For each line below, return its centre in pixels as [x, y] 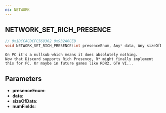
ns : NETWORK [17, 10]
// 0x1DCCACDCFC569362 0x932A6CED [41, 41]
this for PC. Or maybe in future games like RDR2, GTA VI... [69, 63]
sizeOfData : [25, 101]
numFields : [24, 106]
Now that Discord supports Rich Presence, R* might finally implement [79, 59]
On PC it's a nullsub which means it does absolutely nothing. [72, 55]
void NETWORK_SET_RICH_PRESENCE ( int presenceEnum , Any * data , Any [75, 46]
